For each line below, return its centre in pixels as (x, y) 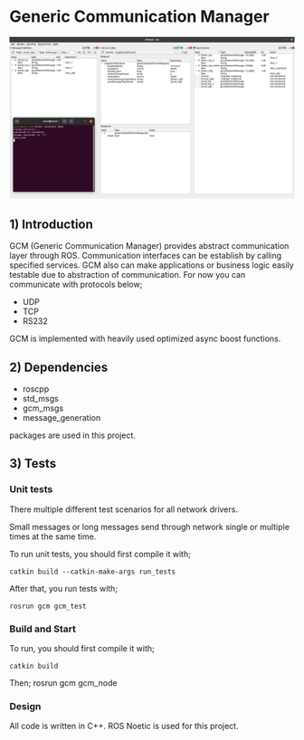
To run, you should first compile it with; (82, 648)
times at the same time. (53, 536)
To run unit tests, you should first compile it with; (100, 554)
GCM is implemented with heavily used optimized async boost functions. (145, 339)
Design (25, 706)
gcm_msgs (43, 408)
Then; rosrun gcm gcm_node (63, 683)
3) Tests (33, 464)
